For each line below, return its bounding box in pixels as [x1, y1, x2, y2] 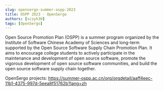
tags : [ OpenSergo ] [5, 21, 43, 26]
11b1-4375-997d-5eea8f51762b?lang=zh [5, 81, 87, 87]
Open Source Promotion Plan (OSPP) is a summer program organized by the [5, 34, 160, 40]
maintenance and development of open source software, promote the [5, 55, 146, 61]
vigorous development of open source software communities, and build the [5, 61, 158, 66]
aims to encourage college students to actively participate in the [5, 50, 135, 56]
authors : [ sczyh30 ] [5, 16, 45, 21]
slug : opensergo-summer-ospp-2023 [5, 7, 76, 12]
